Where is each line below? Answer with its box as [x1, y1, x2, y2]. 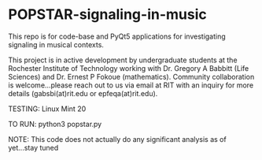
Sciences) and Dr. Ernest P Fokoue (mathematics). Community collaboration [8, 72, 255, 81]
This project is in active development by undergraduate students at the [8, 55, 238, 65]
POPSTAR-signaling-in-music [8, 6, 207, 24]
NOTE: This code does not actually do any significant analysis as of [8, 134, 227, 143]
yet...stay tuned [8, 143, 59, 152]
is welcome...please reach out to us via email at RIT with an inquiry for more [8, 80, 254, 90]
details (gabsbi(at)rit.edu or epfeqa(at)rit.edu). [8, 88, 158, 98]
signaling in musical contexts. [8, 39, 105, 49]
